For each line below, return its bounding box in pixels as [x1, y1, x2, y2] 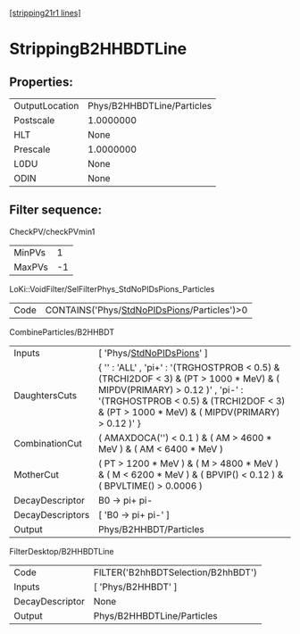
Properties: [9, 74, 73, 89]
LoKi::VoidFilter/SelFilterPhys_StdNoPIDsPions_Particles [9, 283, 215, 294]
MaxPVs [13, 261, 49, 273]
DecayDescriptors [13, 508, 90, 521]
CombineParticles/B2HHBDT [9, 326, 114, 338]
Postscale [13, 114, 55, 126]
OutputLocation [13, 100, 79, 112]
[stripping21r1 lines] [9, 8, 82, 18]
